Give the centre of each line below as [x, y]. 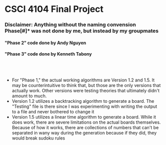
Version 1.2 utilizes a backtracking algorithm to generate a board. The [83, 101]
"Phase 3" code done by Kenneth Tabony [48, 54]
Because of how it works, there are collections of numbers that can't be [85, 127]
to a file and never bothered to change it [53, 111]
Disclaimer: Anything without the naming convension [70, 25]
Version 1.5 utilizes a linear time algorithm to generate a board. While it [84, 117]
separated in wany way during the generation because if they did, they [84, 133]
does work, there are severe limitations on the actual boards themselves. [86, 122]
